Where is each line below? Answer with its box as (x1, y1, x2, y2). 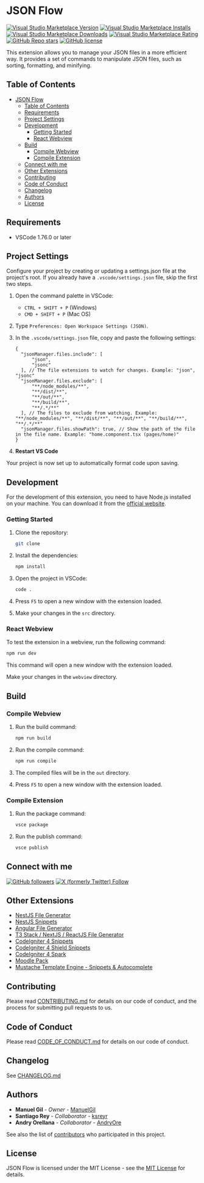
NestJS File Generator (15, 912, 71, 919)
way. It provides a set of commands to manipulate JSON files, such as (6, 55, 182, 62)
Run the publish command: (15, 832, 83, 840)
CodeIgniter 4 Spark (15, 951, 66, 958)
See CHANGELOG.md (6, 1072, 61, 1079)
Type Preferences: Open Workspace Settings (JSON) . (15, 322, 149, 330)
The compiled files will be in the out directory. (15, 769, 130, 776)
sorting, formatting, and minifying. (6, 62, 92, 69)
